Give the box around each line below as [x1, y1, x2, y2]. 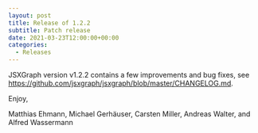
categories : [8, 41, 48, 49]
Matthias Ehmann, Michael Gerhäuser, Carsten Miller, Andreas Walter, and [8, 109, 251, 119]
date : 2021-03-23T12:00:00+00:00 [8, 33, 119, 42]
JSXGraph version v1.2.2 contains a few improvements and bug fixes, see [8, 70, 250, 79]
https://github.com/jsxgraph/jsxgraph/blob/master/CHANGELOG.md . [8, 78, 233, 88]
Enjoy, [8, 94, 29, 103]
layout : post [8, 11, 52, 20]
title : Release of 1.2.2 [8, 19, 91, 27]
